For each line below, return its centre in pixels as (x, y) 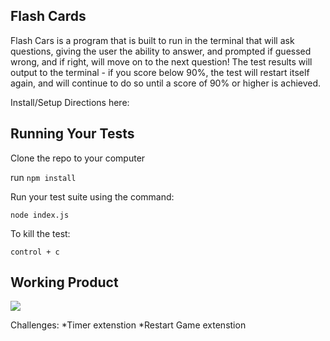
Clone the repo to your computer (78, 158)
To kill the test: (40, 233)
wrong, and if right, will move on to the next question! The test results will (161, 61)
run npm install (43, 177)
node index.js (40, 215)
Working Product (64, 282)
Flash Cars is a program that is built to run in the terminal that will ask (152, 40)
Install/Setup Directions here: (70, 102)
